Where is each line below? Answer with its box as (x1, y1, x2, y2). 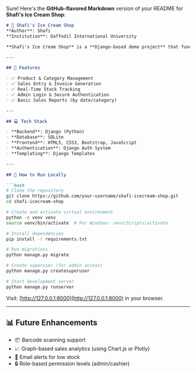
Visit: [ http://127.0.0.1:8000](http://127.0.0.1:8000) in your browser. (6, 295, 164, 302)
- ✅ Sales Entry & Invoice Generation (6, 81, 101, 87)
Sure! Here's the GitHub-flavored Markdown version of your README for (6, 5, 184, 12)
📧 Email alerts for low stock (14, 354, 80, 361)
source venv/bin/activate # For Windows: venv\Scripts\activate (6, 220, 168, 226)
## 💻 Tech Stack (6, 118, 48, 125)
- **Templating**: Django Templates (6, 150, 95, 157)
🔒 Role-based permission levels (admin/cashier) (14, 360, 130, 367)
